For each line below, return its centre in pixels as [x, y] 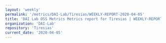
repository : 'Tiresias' [30, 28]
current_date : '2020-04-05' [34, 33]
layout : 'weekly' [23, 10]
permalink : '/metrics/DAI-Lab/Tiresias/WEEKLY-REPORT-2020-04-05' [75, 14]
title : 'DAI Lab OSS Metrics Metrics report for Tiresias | [68, 19]
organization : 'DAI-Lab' [31, 23]
